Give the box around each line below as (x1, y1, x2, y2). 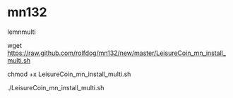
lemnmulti (7, 27, 37, 36)
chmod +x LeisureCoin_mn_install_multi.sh (7, 70, 131, 78)
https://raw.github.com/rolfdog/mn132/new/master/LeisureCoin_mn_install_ (7, 49, 226, 57)
